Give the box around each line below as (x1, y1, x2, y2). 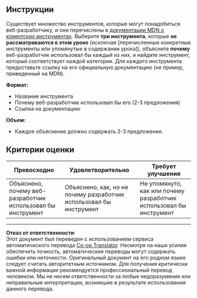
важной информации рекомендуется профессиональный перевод (6, 266, 172, 273)
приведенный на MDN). (6, 70, 65, 77)
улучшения (147, 169, 181, 177)
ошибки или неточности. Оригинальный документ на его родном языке (6, 254, 186, 261)
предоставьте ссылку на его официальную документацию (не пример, (6, 64, 184, 71)
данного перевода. (6, 285, 54, 292)
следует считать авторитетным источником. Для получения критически (6, 260, 188, 267)
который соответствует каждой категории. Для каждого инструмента (6, 57, 182, 64)
